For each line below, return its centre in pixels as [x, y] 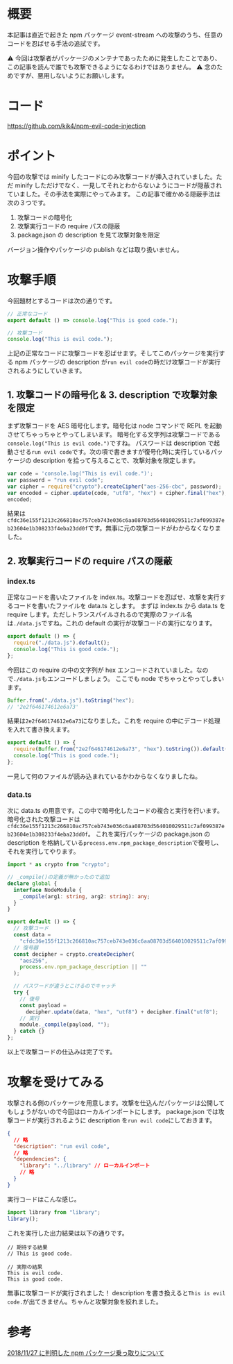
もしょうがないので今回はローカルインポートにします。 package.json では [113, 1111]
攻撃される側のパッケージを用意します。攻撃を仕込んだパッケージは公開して [116, 1103]
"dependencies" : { [40, 1159]
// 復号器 [26, 948]
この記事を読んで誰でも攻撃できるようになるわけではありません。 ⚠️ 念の [112, 67]
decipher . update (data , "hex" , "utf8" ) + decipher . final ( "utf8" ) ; [122, 1012]
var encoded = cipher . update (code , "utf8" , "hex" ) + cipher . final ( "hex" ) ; [118, 493]
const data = [32, 935]
